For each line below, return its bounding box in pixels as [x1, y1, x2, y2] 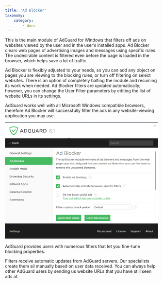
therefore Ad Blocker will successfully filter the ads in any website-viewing [5, 107, 154, 114]
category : [14, 18, 34, 23]
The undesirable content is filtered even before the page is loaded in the [5, 53, 149, 58]
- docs [22, 23, 36, 28]
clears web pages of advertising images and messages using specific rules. [5, 48, 157, 53]
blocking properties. [5, 248, 46, 254]
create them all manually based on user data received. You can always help [5, 263, 156, 269]
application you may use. [5, 113, 55, 119]
